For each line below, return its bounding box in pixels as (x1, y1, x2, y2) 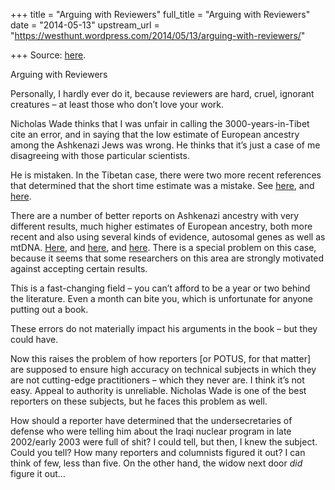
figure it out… (10, 468, 66, 479)
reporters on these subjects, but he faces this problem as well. (10, 395, 268, 407)
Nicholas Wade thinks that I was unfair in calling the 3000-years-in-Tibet (10, 118, 310, 129)
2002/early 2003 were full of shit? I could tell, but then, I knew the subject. (10, 436, 318, 448)
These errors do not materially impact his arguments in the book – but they (10, 323, 318, 334)
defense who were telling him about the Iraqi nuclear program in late (10, 425, 292, 437)
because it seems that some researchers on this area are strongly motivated (10, 252, 325, 264)
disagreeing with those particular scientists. (10, 150, 190, 161)
